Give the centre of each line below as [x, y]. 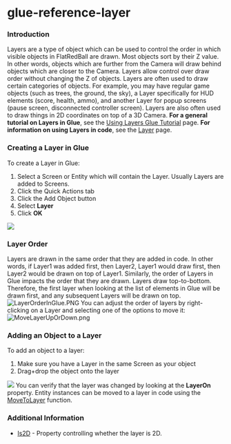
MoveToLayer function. [40, 400]
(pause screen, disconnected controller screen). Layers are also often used [114, 108]
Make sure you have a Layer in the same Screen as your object [107, 364]
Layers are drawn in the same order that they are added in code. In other [110, 259]
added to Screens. [43, 184]
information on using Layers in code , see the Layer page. [90, 130]
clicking [18, 310]
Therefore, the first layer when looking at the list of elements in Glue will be [114, 289]
